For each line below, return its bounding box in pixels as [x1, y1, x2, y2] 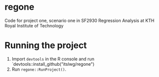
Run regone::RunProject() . [11, 66, 67, 72]
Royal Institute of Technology [4, 22, 64, 28]
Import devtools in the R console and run [11, 56, 94, 62]
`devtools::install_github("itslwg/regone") [11, 61, 95, 67]
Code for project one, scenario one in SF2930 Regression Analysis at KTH [4, 18, 155, 23]
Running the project [4, 40, 87, 51]
